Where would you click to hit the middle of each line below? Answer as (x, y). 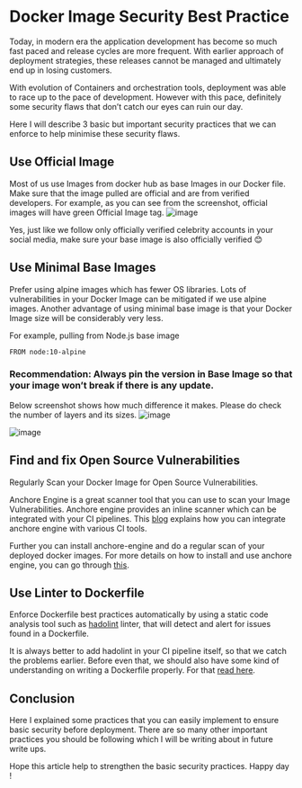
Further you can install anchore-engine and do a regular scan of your (137, 545)
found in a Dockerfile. (49, 634)
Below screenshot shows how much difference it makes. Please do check (146, 405)
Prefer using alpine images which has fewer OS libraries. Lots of (128, 289)
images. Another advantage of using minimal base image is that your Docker (151, 309)
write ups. (28, 749)
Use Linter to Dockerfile (77, 593)
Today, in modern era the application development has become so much (143, 41)
